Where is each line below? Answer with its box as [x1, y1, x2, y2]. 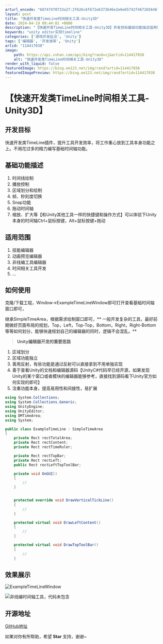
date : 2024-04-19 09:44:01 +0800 [5, 20, 73, 26]
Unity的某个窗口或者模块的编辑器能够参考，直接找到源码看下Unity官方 [12, 373, 153, 379]
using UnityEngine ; [5, 404, 45, 409]
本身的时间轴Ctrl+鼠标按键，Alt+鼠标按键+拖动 [12, 217, 106, 224]
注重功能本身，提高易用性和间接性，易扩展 [12, 385, 98, 391]
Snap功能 [12, 199, 32, 205]
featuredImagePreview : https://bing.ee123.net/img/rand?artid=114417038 [5, 70, 155, 75]
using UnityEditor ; [5, 409, 45, 414]
